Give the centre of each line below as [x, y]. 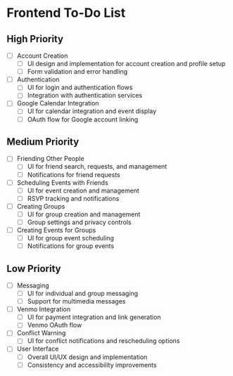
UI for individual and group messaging [83, 293]
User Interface [38, 349]
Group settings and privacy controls [79, 222]
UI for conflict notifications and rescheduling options [103, 341]
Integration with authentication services [84, 96]
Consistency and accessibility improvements [92, 365]
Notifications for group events [70, 246]
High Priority [35, 39]
